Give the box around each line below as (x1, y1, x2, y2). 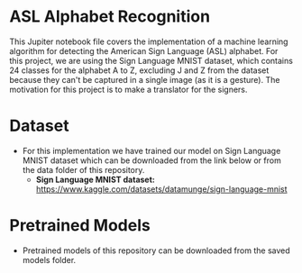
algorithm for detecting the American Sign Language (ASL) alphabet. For (9, 45, 279, 56)
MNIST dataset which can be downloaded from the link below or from (22, 155, 281, 166)
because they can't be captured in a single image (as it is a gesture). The (9, 74, 280, 85)
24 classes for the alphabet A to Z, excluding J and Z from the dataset (9, 65, 270, 76)
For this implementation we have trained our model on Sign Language (22, 145, 281, 156)
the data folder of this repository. (22, 164, 145, 175)
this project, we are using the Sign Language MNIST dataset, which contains (9, 55, 293, 66)
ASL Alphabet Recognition (9, 6, 210, 27)
